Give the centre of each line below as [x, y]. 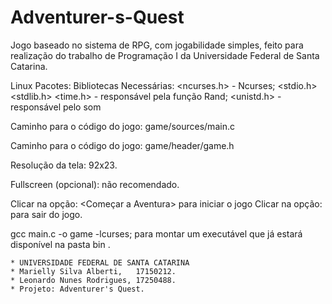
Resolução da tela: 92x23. [64, 165]
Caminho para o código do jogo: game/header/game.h [122, 145]
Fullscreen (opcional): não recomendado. [95, 184]
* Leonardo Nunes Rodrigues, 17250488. [93, 280]
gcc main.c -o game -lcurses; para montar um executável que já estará [156, 233]
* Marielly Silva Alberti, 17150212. [93, 271]
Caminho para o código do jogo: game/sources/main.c [122, 126]
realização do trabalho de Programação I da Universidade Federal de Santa [165, 55]
